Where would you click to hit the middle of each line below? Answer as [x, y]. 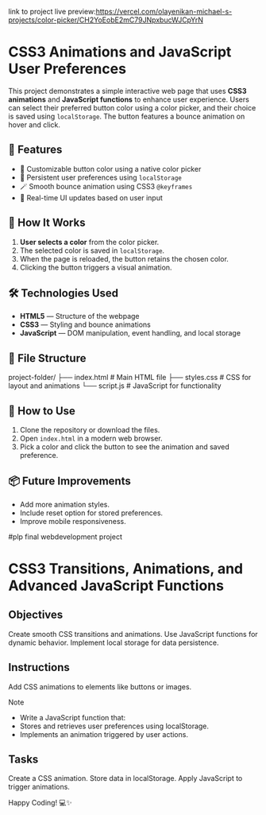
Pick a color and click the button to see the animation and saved [125, 447]
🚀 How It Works [47, 223]
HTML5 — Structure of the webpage [79, 316]
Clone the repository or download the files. [90, 430]
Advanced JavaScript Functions [116, 586]
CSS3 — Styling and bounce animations [85, 324]
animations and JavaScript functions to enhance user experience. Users [129, 99]
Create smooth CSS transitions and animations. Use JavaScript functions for [133, 634]
